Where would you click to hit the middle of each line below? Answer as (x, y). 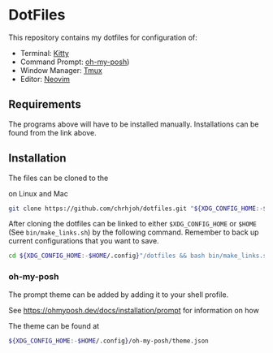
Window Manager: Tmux (61, 70)
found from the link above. (53, 132)
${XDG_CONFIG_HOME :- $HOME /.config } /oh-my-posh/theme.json (108, 341)
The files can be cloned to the (58, 178)
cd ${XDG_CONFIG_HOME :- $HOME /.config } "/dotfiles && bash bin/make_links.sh (139, 256)
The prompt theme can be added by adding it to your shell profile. (119, 295)
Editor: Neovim (45, 79)
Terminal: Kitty (44, 53)
